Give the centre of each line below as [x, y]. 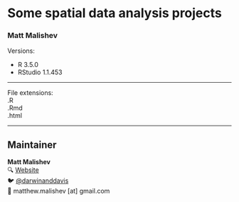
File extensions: [30, 93]
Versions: [21, 51]
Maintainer [32, 145]
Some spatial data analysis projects [115, 13]
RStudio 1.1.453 [40, 72]
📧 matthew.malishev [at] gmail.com [59, 191]
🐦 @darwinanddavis [38, 181]
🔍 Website [23, 170]
